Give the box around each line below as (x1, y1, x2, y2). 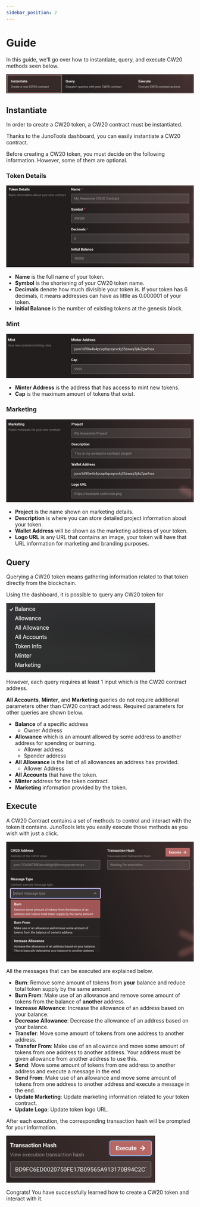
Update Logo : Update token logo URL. (14, 1106, 109, 1113)
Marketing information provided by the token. (14, 784, 127, 791)
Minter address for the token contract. (14, 777, 110, 784)
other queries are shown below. (6, 709, 84, 716)
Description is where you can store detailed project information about (14, 515, 186, 522)
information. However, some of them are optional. (6, 157, 128, 164)
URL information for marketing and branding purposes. (14, 540, 150, 547)
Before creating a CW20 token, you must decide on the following (6, 150, 165, 158)
